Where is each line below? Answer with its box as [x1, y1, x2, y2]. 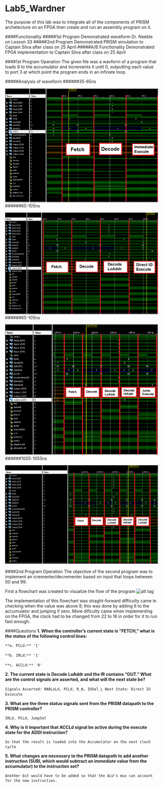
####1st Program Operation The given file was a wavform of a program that [5, 59, 157, 64]
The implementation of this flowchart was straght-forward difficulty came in [5, 598, 157, 604]
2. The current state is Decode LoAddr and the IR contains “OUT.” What [5, 671, 152, 677]
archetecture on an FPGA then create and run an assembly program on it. [5, 24, 152, 30]
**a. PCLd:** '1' [5, 643, 40, 648]
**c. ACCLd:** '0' [5, 663, 42, 668]
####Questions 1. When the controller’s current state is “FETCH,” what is [5, 628, 155, 634]
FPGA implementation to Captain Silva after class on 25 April [5, 49, 126, 55]
